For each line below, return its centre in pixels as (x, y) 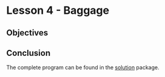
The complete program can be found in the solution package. (83, 67)
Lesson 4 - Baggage (58, 11)
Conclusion (29, 53)
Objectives (27, 33)
